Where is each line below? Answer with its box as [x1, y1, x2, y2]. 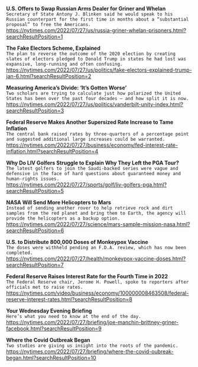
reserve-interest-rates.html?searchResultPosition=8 [6, 296, 133, 302]
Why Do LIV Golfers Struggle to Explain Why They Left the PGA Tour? [6, 159, 179, 166]
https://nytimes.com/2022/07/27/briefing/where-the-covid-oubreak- [6, 348, 174, 355]
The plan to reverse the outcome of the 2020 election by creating [6, 51, 176, 57]
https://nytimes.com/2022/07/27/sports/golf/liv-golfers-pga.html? [6, 181, 167, 188]
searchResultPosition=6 [6, 227, 64, 234]
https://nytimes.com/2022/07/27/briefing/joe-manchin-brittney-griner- [6, 319, 179, 326]
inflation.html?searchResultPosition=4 [6, 148, 99, 154]
